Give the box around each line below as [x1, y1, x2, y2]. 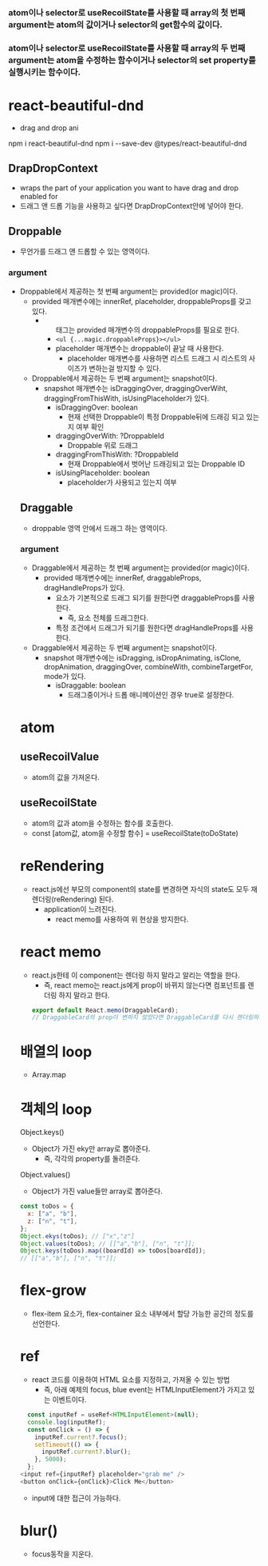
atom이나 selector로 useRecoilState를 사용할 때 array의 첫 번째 [8, 6, 246, 18]
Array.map [31, 1070, 66, 1080]
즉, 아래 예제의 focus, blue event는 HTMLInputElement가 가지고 [43, 1385, 247, 1394]
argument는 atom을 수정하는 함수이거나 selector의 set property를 [8, 54, 257, 66]
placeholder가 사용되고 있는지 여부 [67, 477, 177, 487]
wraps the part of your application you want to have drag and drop [19, 182, 239, 193]
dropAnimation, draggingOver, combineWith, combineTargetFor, [43, 661, 254, 671]
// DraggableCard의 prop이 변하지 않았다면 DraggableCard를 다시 [31, 1013, 234, 1021]
